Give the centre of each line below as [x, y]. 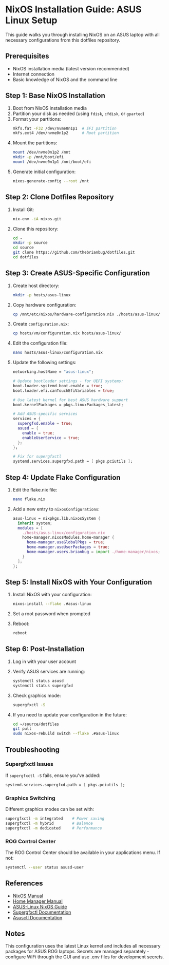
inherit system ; [35, 523]
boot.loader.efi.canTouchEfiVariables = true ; [63, 391]
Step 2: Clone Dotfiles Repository [60, 197]
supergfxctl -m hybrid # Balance [49, 823]
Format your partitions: [37, 119]
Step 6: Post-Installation [45, 649]
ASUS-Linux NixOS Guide [40, 906]
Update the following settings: [44, 363]
